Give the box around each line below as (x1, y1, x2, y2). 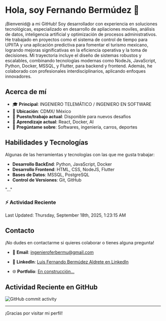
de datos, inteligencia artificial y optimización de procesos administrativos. (5, 31, 157, 37)
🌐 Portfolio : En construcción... (12, 268, 75, 274)
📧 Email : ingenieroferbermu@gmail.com (12, 249, 94, 255)
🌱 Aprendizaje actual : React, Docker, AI (12, 119, 94, 125)
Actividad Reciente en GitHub (5, 283, 98, 291)
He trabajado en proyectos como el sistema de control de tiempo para (5, 37, 148, 43)
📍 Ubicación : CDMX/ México (12, 108, 72, 114)
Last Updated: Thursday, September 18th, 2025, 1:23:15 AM (5, 212, 126, 218)
